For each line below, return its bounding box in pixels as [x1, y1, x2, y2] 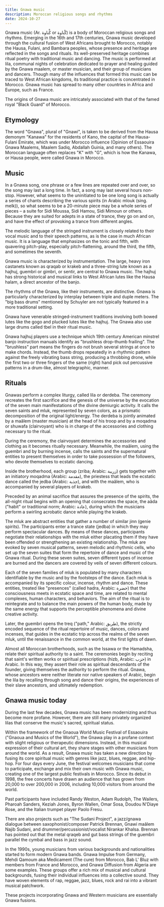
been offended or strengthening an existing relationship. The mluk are [5, 539, 146, 545]
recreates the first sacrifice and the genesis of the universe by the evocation [5, 397, 160, 403]
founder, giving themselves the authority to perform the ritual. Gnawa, [5, 667, 146, 672]
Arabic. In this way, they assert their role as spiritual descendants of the [5, 661, 150, 667]
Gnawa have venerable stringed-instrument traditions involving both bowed [5, 314, 158, 319]
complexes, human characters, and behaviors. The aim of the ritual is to [5, 596, 150, 601]
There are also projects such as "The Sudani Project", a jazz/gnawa [5, 816, 141, 822]
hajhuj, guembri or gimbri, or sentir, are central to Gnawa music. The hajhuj [5, 269, 156, 274]
